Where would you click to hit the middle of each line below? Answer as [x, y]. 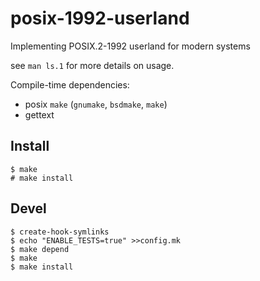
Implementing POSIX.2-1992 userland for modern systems [130, 46]
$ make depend [40, 249]
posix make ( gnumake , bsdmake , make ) [96, 104]
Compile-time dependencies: [70, 84]
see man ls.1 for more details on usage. [92, 65]
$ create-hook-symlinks [60, 232]
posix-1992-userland [100, 18]
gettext [39, 114]
